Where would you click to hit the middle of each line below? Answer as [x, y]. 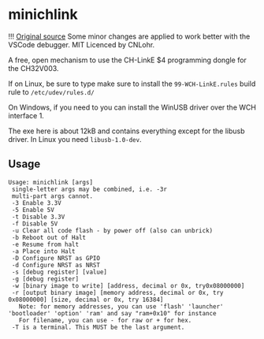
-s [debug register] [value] [59, 272]
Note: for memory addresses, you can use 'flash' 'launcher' [121, 306]
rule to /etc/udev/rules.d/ [51, 91]
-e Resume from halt [45, 244]
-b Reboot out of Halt [49, 237]
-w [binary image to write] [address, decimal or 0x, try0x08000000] [128, 285]
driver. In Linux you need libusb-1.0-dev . [75, 139]
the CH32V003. [33, 68]
